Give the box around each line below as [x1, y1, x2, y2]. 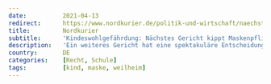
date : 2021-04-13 [8, 11, 99, 20]
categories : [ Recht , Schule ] [8, 57, 117, 65]
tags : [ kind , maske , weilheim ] [8, 64, 147, 72]
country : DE [8, 49, 70, 57]
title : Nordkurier [8, 26, 99, 34]
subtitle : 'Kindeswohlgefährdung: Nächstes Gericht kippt [8, 34, 226, 42]
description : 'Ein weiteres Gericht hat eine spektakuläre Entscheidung [8, 42, 265, 50]
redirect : [8, 19, 42, 27]
